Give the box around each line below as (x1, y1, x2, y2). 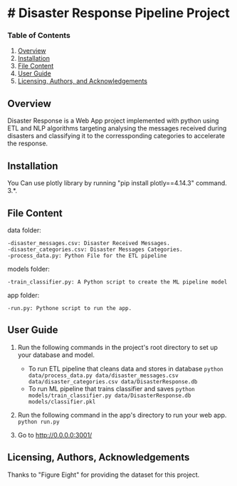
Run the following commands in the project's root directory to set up (17, 343, 218, 351)
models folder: (7, 264, 50, 273)
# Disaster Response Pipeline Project (7, 5, 230, 21)
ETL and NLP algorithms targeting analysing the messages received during (7, 124, 227, 133)
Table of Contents (7, 31, 71, 41)
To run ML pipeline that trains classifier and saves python (28, 384, 196, 393)
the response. (7, 139, 48, 148)
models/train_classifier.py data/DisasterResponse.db (28, 392, 191, 399)
